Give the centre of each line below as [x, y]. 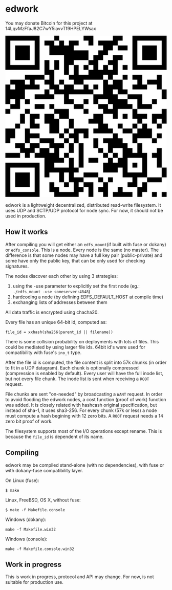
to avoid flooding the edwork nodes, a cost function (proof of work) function [86, 399]
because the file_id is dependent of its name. [55, 436]
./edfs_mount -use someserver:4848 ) [51, 291]
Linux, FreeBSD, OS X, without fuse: [43, 500]
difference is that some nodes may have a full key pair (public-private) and [84, 255]
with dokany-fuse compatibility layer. [44, 470]
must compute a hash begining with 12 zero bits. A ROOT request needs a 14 [84, 416]
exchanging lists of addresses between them [60, 302]
